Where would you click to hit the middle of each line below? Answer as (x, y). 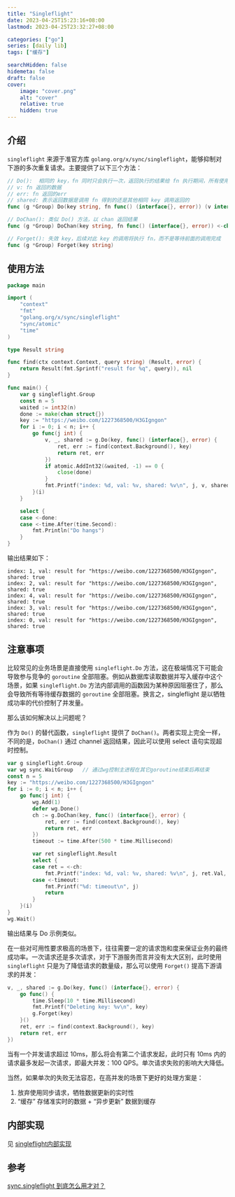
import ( (20, 298)
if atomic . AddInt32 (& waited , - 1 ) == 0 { (104, 466)
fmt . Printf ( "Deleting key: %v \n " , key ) (91, 1007)
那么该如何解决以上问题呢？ (47, 717)
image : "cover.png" (48, 91)
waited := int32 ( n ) (48, 407)
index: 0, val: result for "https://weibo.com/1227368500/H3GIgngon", (112, 620)
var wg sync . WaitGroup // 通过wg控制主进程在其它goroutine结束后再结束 (108, 770)
